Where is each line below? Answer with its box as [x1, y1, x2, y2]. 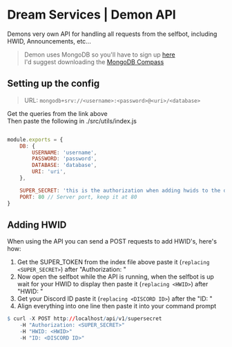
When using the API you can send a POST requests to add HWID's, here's [7, 237, 217, 246]
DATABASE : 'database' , [32, 162, 97, 169]
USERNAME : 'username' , [32, 149, 97, 156]
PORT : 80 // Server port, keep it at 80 [19, 193, 137, 200]
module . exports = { [7, 136, 64, 143]
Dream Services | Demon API [7, 7, 176, 23]
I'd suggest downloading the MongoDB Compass [23, 57, 164, 66]
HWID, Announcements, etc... [7, 37, 91, 45]
